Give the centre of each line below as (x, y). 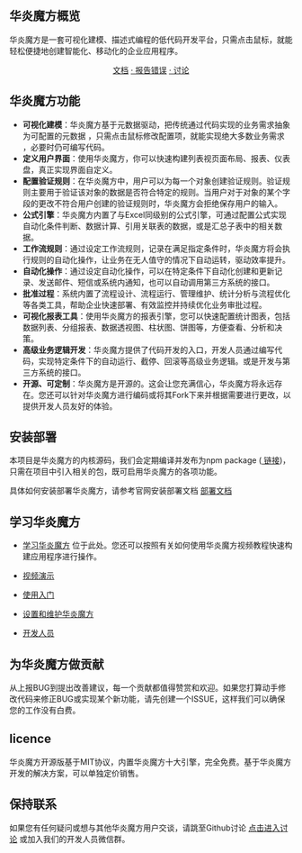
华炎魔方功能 (45, 101)
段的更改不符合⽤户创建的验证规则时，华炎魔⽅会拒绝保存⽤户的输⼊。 (152, 203)
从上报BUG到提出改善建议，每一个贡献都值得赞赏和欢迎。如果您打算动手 (144, 688)
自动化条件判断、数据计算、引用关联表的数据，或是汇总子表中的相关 (148, 226)
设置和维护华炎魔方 (58, 614)
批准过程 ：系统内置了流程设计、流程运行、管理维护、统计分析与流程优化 (156, 293)
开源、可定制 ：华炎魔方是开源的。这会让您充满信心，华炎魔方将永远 (148, 383)
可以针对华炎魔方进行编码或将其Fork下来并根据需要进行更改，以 (173, 395)
